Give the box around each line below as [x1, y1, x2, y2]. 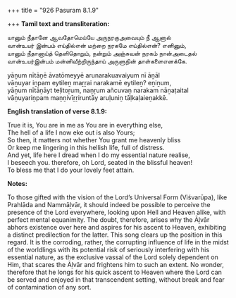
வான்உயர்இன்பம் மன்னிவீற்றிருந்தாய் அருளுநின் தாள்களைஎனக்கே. [7, 57, 188, 66]
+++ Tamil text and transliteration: [7, 20, 110, 27]
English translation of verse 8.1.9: [7, 107, 107, 116]
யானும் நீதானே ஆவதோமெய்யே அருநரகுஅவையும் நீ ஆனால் [7, 33, 171, 42]
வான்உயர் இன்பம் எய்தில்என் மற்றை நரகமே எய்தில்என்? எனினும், [7, 42, 187, 49]
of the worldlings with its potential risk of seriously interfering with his [7, 246, 210, 254]
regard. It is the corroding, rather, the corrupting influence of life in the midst [7, 238, 229, 246]
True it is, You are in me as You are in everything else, [7, 121, 163, 129]
